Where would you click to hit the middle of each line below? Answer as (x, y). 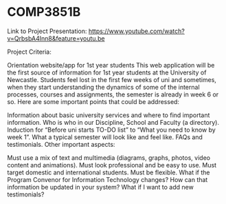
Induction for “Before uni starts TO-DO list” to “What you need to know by (112, 130)
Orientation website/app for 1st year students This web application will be (111, 65)
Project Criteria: (29, 52)
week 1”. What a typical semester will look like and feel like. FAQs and (105, 137)
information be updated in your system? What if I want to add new (100, 187)
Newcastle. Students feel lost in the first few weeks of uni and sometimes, (112, 79)
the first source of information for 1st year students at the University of (107, 72)
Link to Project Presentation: (47, 31)
